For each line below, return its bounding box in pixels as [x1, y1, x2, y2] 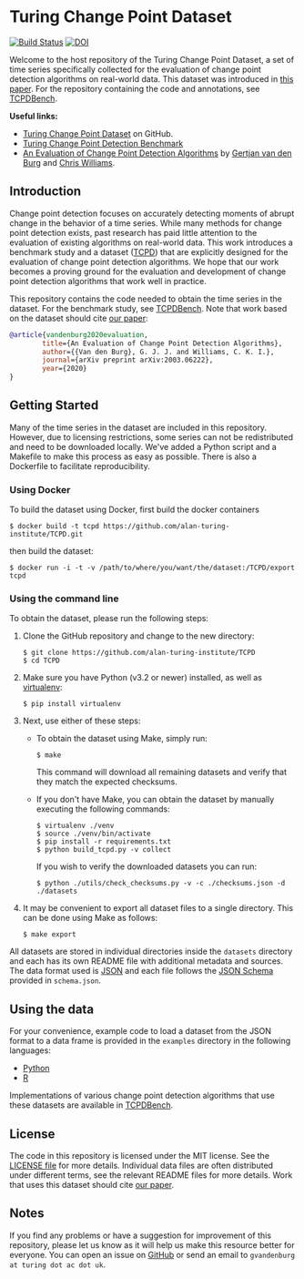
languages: [9, 1045, 52, 1056]
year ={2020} [42, 364, 88, 373]
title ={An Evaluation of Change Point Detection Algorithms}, [42, 339, 283, 348]
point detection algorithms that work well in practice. [9, 275, 208, 286]
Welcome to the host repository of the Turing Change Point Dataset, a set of [9, 54, 294, 65]
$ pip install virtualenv [22, 700, 121, 709]
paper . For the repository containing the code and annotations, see [9, 83, 260, 94]
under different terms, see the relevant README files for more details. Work [9, 1170, 293, 1181]
